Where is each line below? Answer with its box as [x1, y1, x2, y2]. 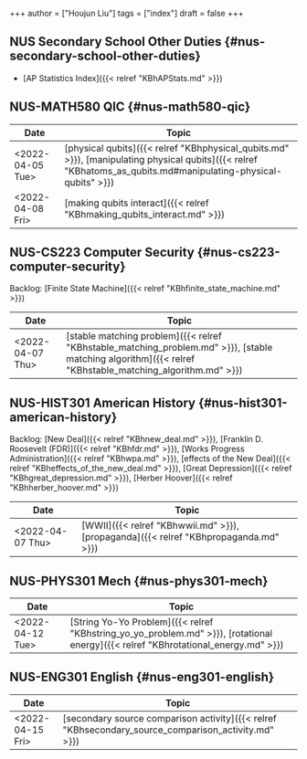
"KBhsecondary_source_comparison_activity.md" [62, 723, 275, 736]
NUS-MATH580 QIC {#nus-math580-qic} [9, 100, 251, 115]
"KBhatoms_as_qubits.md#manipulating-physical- [63, 164, 282, 177]
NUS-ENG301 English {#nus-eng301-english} [9, 669, 275, 685]
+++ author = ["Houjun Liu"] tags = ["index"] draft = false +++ [9, 8, 244, 18]
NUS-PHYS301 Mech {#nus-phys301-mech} [9, 573, 269, 588]
